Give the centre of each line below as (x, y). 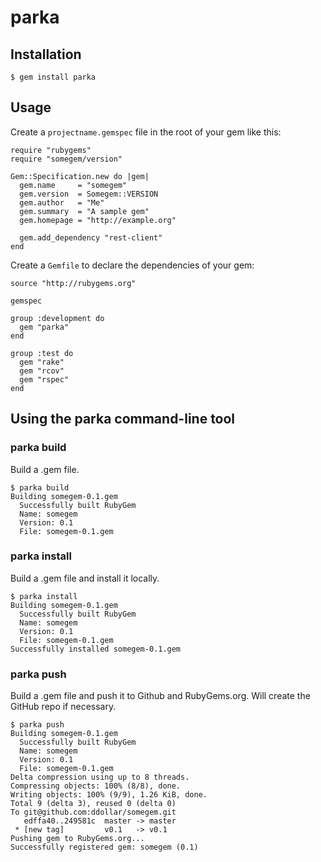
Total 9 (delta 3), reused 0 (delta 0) (93, 804)
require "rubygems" (51, 150)
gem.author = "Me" (62, 202)
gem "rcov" (42, 371)
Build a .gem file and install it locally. (85, 578)
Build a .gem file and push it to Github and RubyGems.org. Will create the (160, 696)
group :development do (57, 318)
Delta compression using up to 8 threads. (100, 777)
